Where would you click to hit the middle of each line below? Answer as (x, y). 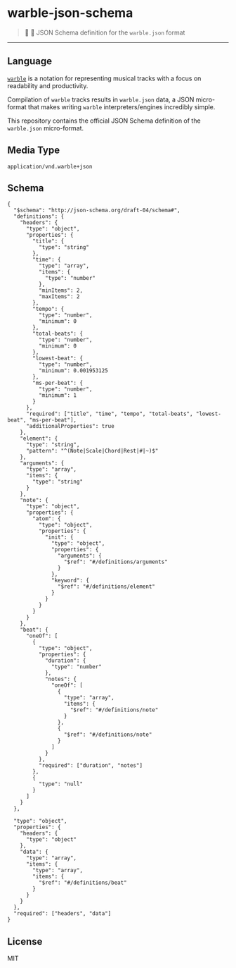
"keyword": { (71, 581)
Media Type (34, 151)
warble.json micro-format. (46, 128)
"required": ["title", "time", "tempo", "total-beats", (109, 414)
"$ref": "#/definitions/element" (106, 587)
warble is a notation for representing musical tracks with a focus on (104, 78)
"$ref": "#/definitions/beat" (83, 883)
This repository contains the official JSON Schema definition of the (104, 121)
